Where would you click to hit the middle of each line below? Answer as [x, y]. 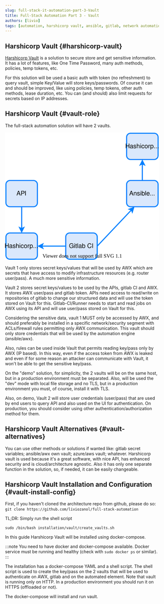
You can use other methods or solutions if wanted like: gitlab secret [73, 448]
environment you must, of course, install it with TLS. [57, 389]
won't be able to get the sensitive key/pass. [49, 363]
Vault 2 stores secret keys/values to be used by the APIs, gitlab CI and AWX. [82, 288]
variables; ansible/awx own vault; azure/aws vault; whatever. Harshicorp [78, 454]
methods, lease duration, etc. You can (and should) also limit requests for [79, 93]
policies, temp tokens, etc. [31, 68]
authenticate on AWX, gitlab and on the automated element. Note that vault [81, 577]
